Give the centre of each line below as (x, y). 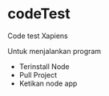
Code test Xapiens (38, 36)
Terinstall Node (44, 66)
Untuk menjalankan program (54, 51)
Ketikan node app (48, 83)
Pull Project (38, 75)
